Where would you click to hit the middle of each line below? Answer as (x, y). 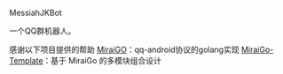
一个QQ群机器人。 (43, 31)
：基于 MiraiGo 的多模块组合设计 (102, 60)
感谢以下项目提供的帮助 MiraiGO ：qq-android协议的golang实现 (124, 49)
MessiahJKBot (35, 13)
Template (26, 60)
